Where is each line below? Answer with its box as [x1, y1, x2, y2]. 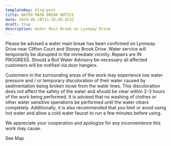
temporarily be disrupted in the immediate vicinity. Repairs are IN [5, 52, 142, 58]
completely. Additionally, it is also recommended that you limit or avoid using [5, 105, 166, 111]
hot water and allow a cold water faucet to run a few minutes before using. [5, 110, 162, 116]
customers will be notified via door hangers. [5, 62, 98, 68]
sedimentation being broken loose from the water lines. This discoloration [5, 83, 160, 89]
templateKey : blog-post [5, 7, 56, 13]
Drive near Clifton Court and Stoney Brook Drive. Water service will [5, 46, 146, 52]
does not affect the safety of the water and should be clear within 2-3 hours [5, 88, 165, 94]
